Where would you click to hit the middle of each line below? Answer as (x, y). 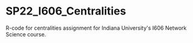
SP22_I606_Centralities (66, 11)
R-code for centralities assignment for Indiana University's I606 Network (96, 28)
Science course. (26, 34)
